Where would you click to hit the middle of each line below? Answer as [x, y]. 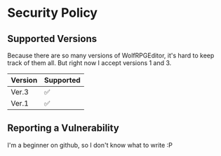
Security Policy [53, 13]
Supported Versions [52, 39]
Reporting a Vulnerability [63, 128]
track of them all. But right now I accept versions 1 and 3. [89, 63]
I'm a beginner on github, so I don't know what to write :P [90, 145]
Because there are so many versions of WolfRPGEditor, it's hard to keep [111, 55]
